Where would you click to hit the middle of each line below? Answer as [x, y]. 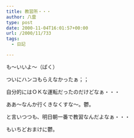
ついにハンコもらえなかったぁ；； [48, 79]
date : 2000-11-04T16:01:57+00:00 [47, 28]
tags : [13, 39]
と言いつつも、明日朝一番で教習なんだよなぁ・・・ [68, 117]
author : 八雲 [21, 17]
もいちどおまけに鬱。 [32, 129]
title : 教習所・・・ [29, 11]
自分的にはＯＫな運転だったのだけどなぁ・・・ [63, 92]
